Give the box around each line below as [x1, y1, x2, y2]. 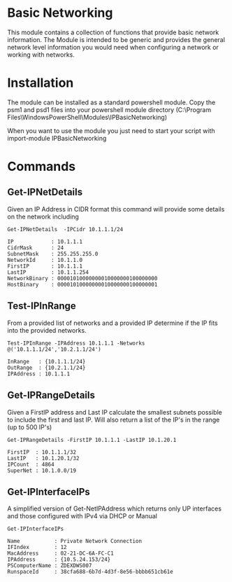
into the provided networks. [7, 326, 87, 334]
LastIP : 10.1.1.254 [7, 268, 89, 276]
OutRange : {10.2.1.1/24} [7, 364, 86, 371]
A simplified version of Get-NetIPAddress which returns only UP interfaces [7, 504, 222, 513]
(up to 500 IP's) [7, 422, 52, 431]
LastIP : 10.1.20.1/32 [7, 455, 80, 462]
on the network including [7, 212, 79, 221]
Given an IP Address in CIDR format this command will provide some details [7, 205, 225, 213]
